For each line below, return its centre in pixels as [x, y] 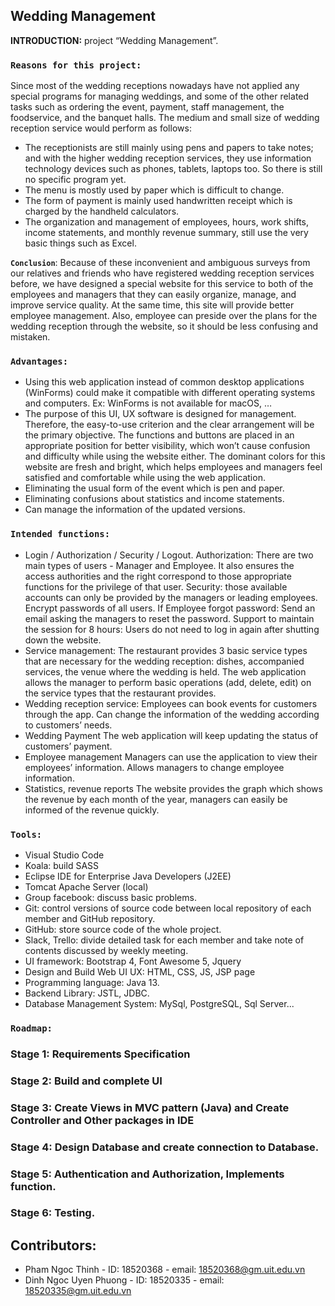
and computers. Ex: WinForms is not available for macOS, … [148, 403]
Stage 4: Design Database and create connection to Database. [165, 1147]
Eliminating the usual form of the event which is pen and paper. [154, 488]
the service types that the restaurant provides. [120, 693]
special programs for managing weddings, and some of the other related [160, 96]
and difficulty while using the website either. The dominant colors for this [175, 456]
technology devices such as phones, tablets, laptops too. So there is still [173, 169]
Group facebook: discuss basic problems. [110, 897]
